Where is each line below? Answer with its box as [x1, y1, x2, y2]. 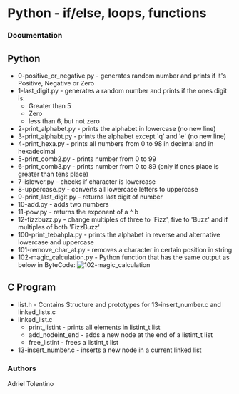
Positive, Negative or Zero [17, 78, 95, 87]
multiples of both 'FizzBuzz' [17, 222, 101, 231]
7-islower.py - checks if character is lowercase [17, 177, 156, 186]
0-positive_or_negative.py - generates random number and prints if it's [17, 71, 227, 80]
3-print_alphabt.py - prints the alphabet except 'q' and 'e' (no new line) [17, 132, 227, 140]
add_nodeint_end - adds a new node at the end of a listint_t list [28, 330, 213, 339]
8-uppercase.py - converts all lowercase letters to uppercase [17, 185, 198, 193]
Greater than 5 [28, 101, 71, 110]
